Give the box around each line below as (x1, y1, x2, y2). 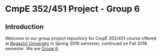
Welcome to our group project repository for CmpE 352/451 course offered (5, 35, 157, 41)
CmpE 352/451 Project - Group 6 (5, 3, 140, 14)
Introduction (5, 23, 44, 31)
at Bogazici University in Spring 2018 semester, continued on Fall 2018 (5, 41, 147, 46)
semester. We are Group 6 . (5, 46, 59, 51)
